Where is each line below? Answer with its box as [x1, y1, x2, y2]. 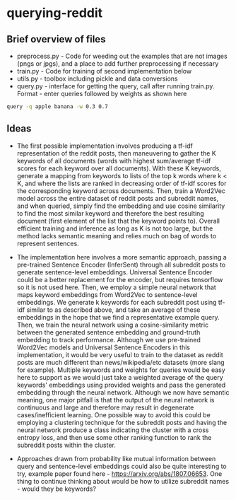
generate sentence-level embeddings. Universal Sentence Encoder [16, 267, 213, 277]
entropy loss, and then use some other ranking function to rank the [16, 433, 212, 441]
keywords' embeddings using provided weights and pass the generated [16, 380, 226, 389]
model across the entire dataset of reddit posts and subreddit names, [16, 194, 219, 202]
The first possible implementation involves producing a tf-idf [16, 141, 194, 150]
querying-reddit [6, 5, 103, 21]
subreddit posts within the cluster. [16, 441, 116, 449]
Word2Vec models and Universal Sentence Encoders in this [16, 343, 190, 351]
